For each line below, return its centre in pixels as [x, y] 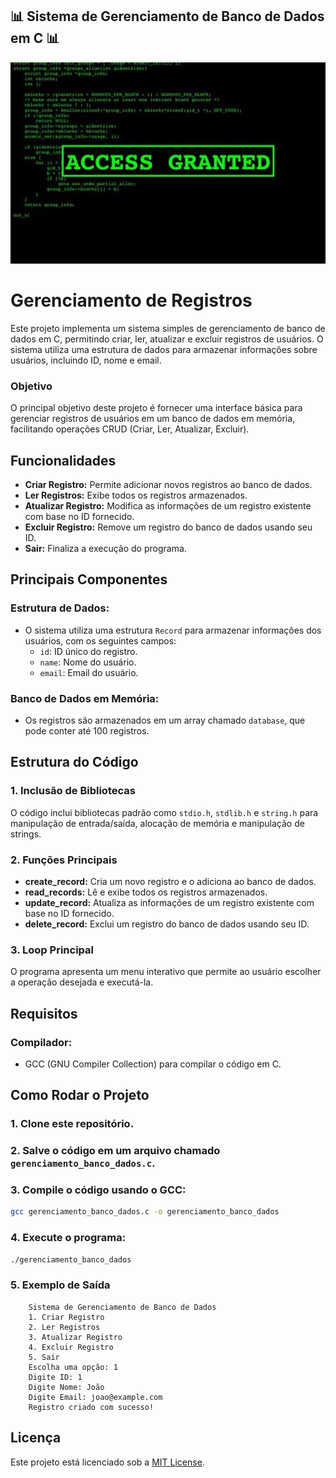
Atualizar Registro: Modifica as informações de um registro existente [168, 505]
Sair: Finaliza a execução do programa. [105, 548]
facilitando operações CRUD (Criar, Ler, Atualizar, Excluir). [130, 429]
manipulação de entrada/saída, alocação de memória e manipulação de [157, 823]
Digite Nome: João [66, 1387]
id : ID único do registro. [88, 651]
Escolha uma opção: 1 [73, 1367]
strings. [26, 834]
